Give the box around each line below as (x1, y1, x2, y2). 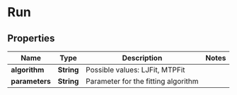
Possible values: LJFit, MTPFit (86, 65, 185, 75)
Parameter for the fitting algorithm (86, 77, 199, 86)
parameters (11, 77, 51, 86)
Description (122, 53, 163, 63)
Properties (7, 32, 55, 44)
